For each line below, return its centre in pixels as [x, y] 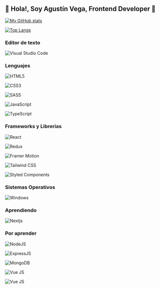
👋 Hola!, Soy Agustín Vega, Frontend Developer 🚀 [80, 9]
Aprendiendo [21, 210]
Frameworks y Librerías [33, 127]
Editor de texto [23, 43]
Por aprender [21, 233]
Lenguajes [18, 66]
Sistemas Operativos [30, 187]
